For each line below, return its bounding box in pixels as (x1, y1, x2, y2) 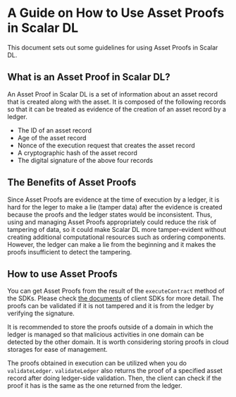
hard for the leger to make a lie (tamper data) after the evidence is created (7, 202, 223, 211)
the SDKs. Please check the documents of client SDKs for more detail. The (7, 294, 224, 303)
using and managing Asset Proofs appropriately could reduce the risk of (7, 217, 217, 226)
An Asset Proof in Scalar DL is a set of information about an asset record (7, 90, 218, 98)
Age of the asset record (17, 133, 87, 142)
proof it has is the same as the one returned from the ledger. (7, 381, 182, 390)
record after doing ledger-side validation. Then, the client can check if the (7, 374, 222, 382)
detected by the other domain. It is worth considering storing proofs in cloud (7, 338, 229, 346)
